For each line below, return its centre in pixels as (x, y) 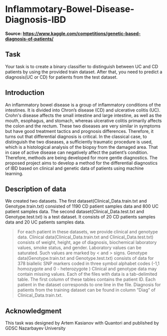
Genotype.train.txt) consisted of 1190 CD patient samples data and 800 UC (82, 206)
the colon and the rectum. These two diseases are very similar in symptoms (83, 126)
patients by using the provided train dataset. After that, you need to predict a (84, 72)
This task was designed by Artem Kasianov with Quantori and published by (82, 323)
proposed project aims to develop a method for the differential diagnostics (82, 163)
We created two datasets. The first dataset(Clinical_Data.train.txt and (76, 201)
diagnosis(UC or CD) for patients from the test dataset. (62, 77)
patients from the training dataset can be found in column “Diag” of (86, 290)
